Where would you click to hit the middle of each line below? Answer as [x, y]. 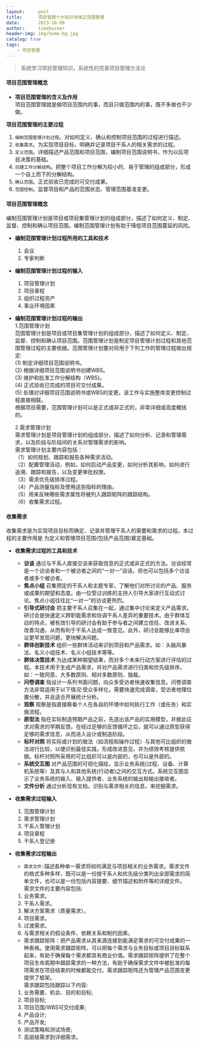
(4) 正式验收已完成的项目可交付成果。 [61, 385]
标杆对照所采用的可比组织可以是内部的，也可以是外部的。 [105, 756]
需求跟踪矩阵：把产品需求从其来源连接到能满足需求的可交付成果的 [104, 941]
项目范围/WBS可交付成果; [55, 1007]
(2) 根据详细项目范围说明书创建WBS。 [61, 370]
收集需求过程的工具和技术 [46, 551]
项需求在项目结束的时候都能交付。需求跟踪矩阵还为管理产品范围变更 [107, 970]
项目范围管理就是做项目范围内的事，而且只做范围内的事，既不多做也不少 [103, 104]
